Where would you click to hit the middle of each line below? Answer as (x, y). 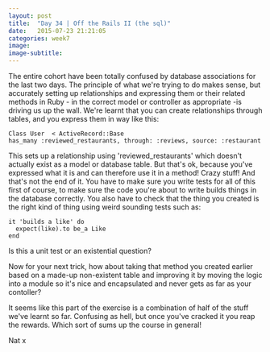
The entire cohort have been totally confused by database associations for (132, 76)
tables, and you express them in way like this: (84, 119)
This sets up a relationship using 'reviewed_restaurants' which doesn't (125, 155)
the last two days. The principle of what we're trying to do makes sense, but (135, 85)
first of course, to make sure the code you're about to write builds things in (133, 190)
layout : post (30, 16)
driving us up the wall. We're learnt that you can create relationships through (135, 110)
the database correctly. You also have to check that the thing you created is (134, 199)
